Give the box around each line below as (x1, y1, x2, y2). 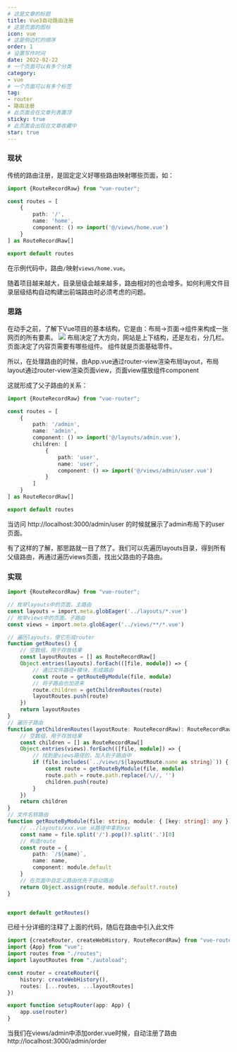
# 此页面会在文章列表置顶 (7, 109, 72, 116)
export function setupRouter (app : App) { (7, 1002, 131, 1009)
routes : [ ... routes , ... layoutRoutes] (20, 983, 134, 990)
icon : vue (7, 30, 37, 37)
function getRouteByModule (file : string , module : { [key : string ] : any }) (7, 818, 232, 825)
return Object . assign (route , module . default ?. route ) (20, 884, 178, 891)
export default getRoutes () (7, 909, 90, 916)
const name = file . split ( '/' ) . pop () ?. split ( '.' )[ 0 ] (20, 831, 175, 838)
